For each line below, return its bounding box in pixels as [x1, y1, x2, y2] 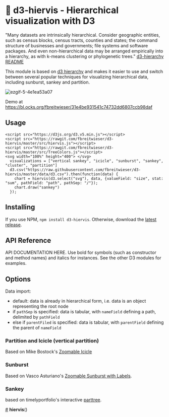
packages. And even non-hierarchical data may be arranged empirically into [5, 48, 163, 54]
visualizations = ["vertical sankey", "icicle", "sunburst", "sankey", [10, 158, 164, 163]
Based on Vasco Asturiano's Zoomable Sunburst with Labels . [5, 373, 132, 379]
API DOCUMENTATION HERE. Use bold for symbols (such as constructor [5, 249, 156, 256]
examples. [5, 260, 27, 266]
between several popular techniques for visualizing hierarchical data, [5, 74, 149, 80]
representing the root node [12, 303, 69, 309]
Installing [5, 203, 35, 212]
